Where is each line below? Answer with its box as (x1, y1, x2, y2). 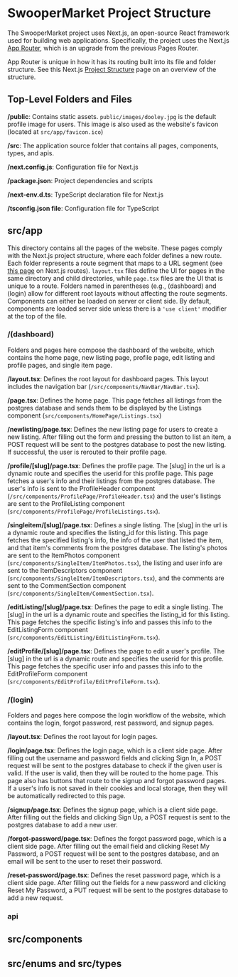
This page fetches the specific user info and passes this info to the (7, 661, 202, 671)
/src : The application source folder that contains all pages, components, (7, 141, 219, 150)
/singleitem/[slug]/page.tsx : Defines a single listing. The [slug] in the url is (7, 520, 228, 529)
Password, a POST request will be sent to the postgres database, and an (7, 849, 220, 858)
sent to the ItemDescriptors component (7, 566, 123, 574)
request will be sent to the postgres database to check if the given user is (7, 761, 222, 770)
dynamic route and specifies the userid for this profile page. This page (7, 469, 214, 477)
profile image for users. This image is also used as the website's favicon (7, 120, 219, 128)
